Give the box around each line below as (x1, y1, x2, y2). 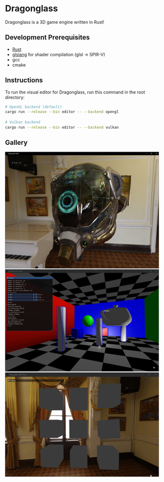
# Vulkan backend (5, 120, 41, 125)
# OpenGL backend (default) (5, 104, 62, 109)
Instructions (5, 76, 43, 85)
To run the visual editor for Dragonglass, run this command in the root (5, 89, 145, 95)
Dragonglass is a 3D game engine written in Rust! (5, 19, 104, 25)
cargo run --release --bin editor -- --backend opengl (5, 110, 119, 115)
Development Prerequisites (5, 33, 90, 42)
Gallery (5, 138, 28, 147)
